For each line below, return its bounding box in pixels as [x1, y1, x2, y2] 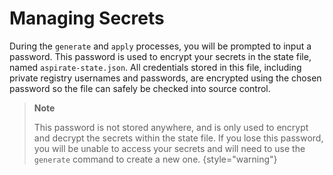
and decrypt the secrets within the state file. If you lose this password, [33, 132, 324, 144]
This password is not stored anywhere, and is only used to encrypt [33, 121, 309, 133]
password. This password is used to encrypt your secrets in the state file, [9, 50, 312, 62]
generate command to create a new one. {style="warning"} [33, 153, 278, 165]
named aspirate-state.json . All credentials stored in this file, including [9, 61, 302, 73]
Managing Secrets [9, 7, 165, 30]
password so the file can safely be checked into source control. [9, 82, 271, 94]
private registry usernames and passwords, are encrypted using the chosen [9, 72, 322, 84]
